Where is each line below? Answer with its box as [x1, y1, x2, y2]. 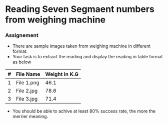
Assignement [5, 32, 38, 39]
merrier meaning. [12, 114, 48, 120]
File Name [15, 71, 40, 78]
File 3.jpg [15, 96, 38, 103]
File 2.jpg [15, 87, 38, 94]
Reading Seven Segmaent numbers [5, 3, 155, 15]
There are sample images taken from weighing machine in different [12, 43, 151, 49]
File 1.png [15, 79, 39, 86]
